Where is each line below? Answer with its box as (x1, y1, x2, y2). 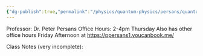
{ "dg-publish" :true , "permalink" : (6, 8, 91, 15)
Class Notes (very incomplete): (6, 43, 83, 50)
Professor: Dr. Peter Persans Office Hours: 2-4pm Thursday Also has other (6, 25, 192, 32)
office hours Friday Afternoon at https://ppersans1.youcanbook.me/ (6, 31, 174, 39)
